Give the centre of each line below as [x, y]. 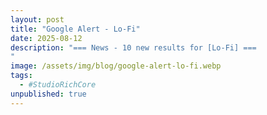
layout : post [37, 19]
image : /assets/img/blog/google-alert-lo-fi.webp [116, 66]
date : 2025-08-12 [46, 38]
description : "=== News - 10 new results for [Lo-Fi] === [133, 47]
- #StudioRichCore [58, 85]
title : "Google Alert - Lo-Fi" [75, 29]
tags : [21, 76]
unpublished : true [48, 94]
